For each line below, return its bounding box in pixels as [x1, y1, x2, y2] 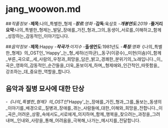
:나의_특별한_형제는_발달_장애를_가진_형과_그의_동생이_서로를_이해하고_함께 [13, 26, 162, 33]
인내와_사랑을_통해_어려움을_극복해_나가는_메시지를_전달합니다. [17, 117, 141, 123]
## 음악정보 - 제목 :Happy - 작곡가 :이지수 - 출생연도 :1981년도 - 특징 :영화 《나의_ [5, 43, 155, 49]
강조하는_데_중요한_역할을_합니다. [5, 68, 71, 74]
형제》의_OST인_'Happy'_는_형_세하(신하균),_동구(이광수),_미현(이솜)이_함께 [11, 50, 162, 56]
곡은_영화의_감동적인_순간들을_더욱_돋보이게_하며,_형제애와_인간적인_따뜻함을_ [5, 62, 160, 68]
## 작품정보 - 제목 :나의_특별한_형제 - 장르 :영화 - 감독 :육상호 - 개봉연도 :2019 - [5, 20, 151, 26]
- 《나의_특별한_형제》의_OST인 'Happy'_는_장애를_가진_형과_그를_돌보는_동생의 [5, 99, 162, 105]
